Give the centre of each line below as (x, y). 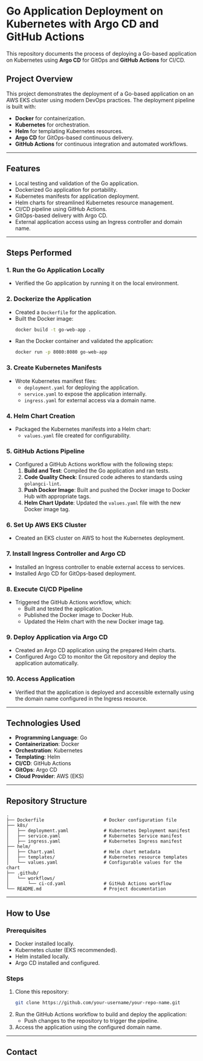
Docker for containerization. (50, 118)
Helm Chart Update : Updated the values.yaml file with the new (102, 503)
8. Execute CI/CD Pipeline (44, 589)
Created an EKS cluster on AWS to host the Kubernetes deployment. (100, 538)
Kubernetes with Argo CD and (82, 24)
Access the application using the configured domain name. (88, 1027)
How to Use (28, 913)
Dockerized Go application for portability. (66, 189)
